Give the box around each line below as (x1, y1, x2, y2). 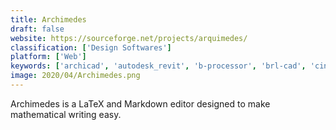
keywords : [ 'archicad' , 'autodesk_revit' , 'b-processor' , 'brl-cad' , (10, 61, 307, 71)
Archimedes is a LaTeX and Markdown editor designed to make (10, 97, 271, 110)
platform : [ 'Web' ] (10, 52, 87, 62)
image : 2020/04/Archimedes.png (10, 71, 141, 81)
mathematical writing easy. (10, 108, 122, 120)
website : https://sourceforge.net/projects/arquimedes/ (10, 33, 248, 43)
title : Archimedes (10, 14, 87, 25)
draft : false (10, 24, 65, 34)
